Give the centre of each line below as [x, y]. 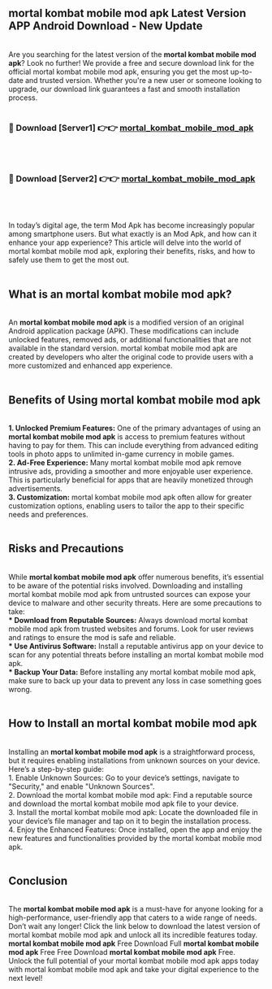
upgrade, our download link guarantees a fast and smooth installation [125, 89]
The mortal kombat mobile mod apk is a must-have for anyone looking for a [136, 909]
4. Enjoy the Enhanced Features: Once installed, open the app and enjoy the [135, 830]
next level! [26, 978]
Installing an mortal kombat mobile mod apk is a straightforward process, [132, 752]
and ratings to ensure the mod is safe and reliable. [92, 637]
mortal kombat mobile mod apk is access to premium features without [127, 437]
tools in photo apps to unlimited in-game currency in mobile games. [121, 454]
